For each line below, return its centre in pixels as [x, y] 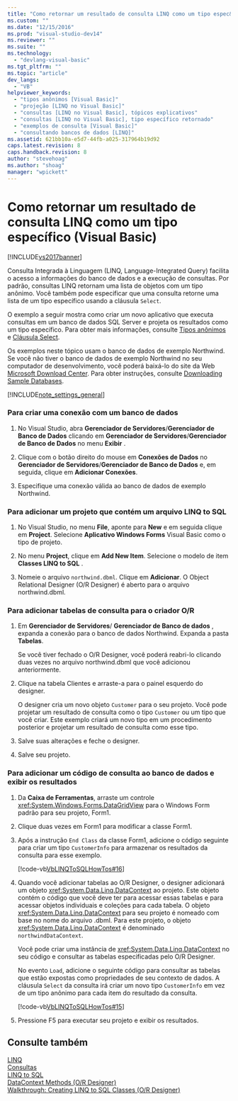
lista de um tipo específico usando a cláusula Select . [84, 300]
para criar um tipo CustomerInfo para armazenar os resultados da [113, 847]
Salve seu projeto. [44, 755]
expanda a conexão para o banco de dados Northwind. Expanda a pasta [123, 633]
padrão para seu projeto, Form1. [64, 813]
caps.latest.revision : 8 [44, 146]
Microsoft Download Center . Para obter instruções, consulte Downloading [115, 373]
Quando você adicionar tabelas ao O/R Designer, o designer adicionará [121, 882]
